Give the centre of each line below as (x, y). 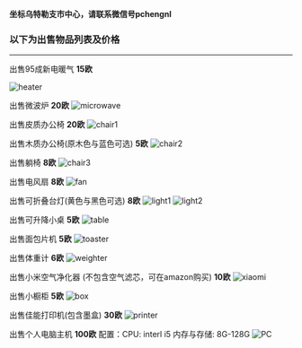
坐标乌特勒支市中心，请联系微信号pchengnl (91, 14)
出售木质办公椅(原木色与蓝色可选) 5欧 (79, 144)
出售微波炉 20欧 (40, 106)
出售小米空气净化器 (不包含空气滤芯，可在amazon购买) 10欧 (120, 277)
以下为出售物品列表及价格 (65, 39)
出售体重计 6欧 (37, 258)
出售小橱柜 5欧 (37, 296)
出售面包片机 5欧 (40, 239)
